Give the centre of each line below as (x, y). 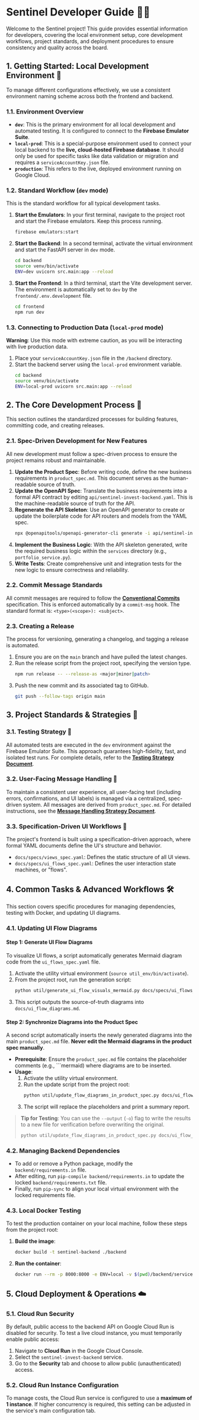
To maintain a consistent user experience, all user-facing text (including (94, 792)
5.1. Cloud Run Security (40, 1314)
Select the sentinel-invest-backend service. (69, 1357)
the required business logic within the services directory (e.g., (91, 551)
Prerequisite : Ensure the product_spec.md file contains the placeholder (101, 1059)
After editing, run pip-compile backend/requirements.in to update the (99, 1176)
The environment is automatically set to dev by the (76, 289)
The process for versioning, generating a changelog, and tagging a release (97, 639)
